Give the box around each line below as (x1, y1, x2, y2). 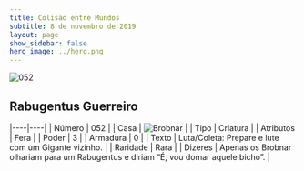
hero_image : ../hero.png (9, 47, 104, 56)
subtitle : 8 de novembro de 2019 (9, 22, 137, 31)
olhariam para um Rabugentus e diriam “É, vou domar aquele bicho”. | (9, 151, 270, 162)
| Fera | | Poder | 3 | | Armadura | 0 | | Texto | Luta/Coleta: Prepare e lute (9, 132, 279, 143)
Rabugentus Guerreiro (9, 98, 138, 114)
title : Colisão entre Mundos (9, 13, 120, 23)
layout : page (9, 30, 59, 39)
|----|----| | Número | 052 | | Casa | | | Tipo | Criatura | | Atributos (9, 122, 296, 133)
